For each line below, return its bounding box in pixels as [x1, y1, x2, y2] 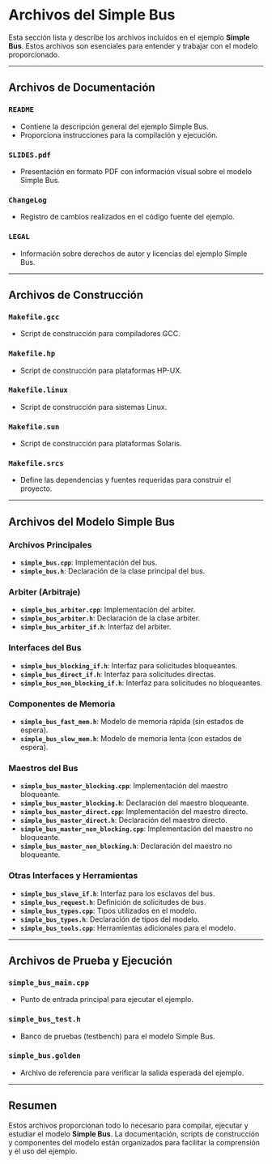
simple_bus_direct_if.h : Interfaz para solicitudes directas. [19, 669, 216, 679]
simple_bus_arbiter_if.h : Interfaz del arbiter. [19, 622, 172, 632]
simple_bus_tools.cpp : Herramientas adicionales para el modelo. [19, 923, 236, 932]
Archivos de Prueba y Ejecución [8, 953, 172, 967]
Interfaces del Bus [8, 642, 82, 654]
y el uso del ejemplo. [8, 1146, 78, 1156]
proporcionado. [8, 49, 60, 59]
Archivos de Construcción [8, 288, 144, 301]
